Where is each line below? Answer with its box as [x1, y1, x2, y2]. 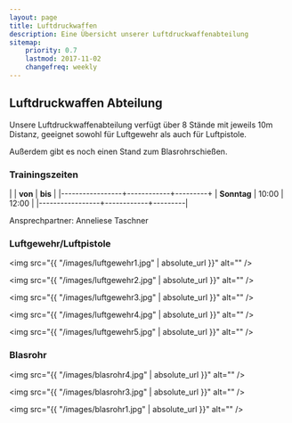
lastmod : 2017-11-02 [25, 54, 101, 63]
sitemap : [9, 37, 42, 47]
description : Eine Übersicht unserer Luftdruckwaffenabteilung [9, 29, 249, 38]
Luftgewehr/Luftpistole [9, 237, 111, 249]
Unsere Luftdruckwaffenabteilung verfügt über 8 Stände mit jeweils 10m [9, 119, 273, 130]
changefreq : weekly [25, 63, 98, 72]
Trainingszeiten [9, 168, 78, 181]
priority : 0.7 [25, 46, 77, 55]
